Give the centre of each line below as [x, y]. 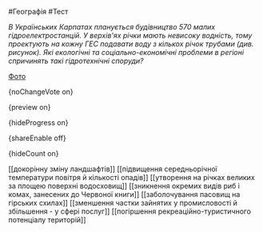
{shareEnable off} [37, 138]
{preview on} [30, 107]
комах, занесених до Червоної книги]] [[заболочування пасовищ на [124, 194]
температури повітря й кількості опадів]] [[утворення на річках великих [132, 177]
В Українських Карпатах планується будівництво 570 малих [112, 27]
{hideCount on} [34, 153]
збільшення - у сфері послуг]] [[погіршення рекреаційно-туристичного [130, 211]
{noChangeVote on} [41, 92]
